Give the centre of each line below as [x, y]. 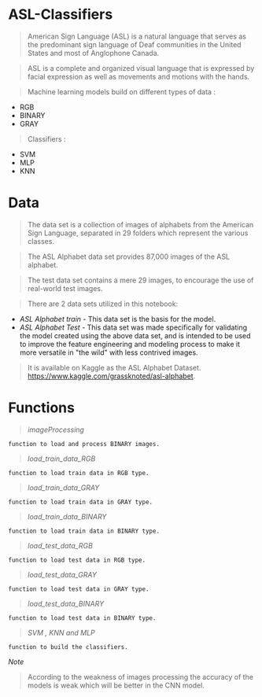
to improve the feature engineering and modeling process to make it [129, 344]
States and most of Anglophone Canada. [93, 53]
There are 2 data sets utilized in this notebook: [103, 304]
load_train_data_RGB [61, 459]
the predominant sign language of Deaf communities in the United [134, 44]
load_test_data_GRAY [62, 574]
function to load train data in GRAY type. [81, 502]
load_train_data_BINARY [67, 516]
